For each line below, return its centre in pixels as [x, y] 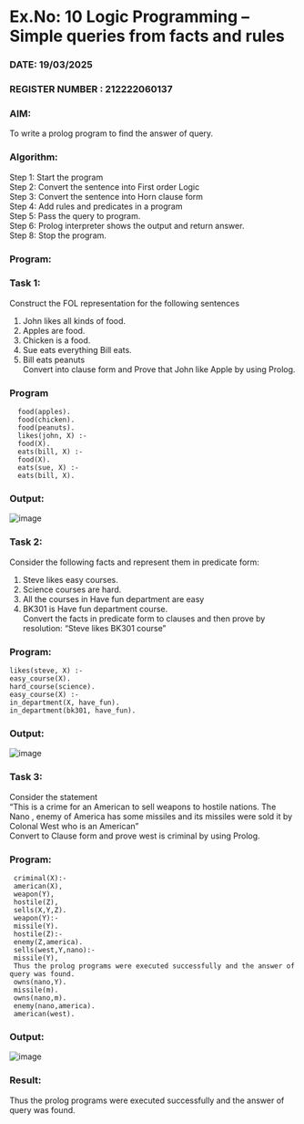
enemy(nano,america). [54, 1005]
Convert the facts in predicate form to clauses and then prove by [144, 619]
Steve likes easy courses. [70, 579]
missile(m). [36, 990]
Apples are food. [54, 330]
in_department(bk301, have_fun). [73, 711]
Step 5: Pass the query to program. [75, 215]
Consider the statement [54, 796]
